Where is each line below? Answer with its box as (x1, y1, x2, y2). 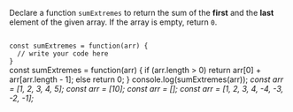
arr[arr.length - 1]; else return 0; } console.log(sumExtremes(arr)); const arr (9, 74, 284, 85)
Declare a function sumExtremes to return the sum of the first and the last (9, 8, 274, 18)
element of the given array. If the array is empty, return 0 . (9, 17, 218, 27)
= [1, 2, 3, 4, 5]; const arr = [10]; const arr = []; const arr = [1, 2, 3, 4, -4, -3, (9, 84, 284, 93)
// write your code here (17, 49, 109, 58)
